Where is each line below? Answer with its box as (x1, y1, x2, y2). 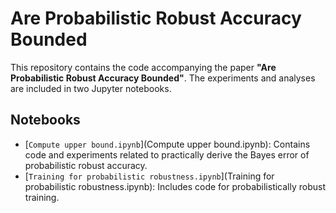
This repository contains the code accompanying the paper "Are (10, 61, 277, 73)
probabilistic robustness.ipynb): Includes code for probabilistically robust (24, 180, 327, 192)
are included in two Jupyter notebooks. (10, 82, 172, 94)
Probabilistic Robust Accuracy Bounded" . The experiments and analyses (10, 72, 316, 84)
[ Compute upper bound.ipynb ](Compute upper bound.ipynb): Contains (24, 138, 311, 150)
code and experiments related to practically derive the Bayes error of (24, 148, 310, 161)
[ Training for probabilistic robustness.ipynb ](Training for (24, 170, 275, 182)
